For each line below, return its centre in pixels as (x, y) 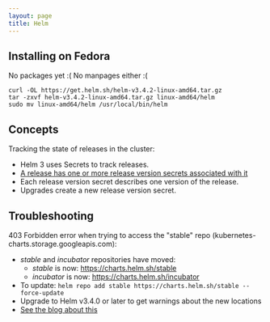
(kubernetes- (234, 235)
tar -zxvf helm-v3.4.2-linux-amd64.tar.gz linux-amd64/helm (112, 98)
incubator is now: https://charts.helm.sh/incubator (116, 277)
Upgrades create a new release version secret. (98, 190)
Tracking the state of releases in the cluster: (82, 149)
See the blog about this (59, 309)
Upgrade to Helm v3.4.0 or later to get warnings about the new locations (141, 301)
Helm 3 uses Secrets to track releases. (84, 165)
